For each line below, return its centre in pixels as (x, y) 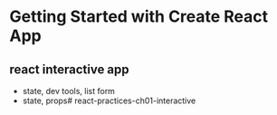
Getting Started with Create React (139, 17)
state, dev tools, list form (69, 91)
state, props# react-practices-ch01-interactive (109, 101)
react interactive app (69, 69)
